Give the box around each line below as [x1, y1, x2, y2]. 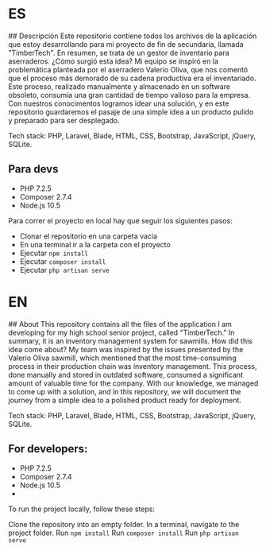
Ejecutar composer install [19, 256, 106, 266]
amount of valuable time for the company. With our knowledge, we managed [8, 378, 259, 388]
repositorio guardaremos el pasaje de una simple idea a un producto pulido [8, 107, 254, 116]
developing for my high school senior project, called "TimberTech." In [8, 328, 235, 337]
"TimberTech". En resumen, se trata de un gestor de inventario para [8, 48, 229, 57]
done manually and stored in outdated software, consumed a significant [8, 370, 244, 379]
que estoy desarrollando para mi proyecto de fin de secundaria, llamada [8, 39, 244, 49]
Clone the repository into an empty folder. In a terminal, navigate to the [8, 519, 240, 529]
